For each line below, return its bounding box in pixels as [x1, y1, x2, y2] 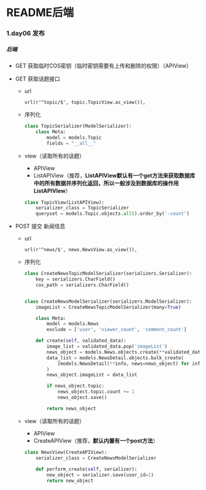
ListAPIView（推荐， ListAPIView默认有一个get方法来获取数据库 [33, 171, 196, 179]
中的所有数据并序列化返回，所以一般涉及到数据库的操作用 [33, 179, 179, 187]
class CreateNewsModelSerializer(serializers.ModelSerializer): [24, 298, 193, 305]
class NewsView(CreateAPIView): [24, 449, 107, 455]
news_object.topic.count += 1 [57, 389, 135, 395]
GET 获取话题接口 [15, 75, 60, 83]
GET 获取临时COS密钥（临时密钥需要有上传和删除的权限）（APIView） [15, 62, 192, 69]
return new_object [46, 478, 94, 484]
